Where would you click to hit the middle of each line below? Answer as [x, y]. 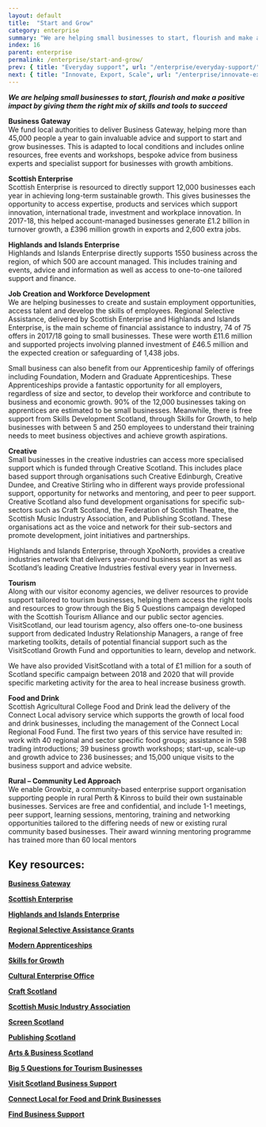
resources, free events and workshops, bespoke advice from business [123, 155]
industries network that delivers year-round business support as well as [125, 559]
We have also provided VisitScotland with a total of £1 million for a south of [130, 665]
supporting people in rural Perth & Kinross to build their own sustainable [125, 798]
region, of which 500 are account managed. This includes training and [123, 261]
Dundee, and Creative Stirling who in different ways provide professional [127, 484]
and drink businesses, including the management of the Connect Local [123, 723]
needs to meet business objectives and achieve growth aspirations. [118, 435]
